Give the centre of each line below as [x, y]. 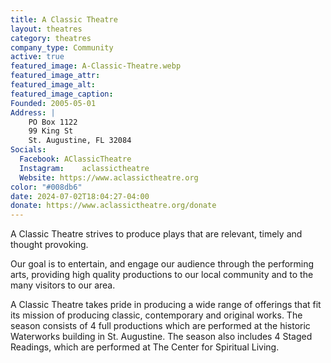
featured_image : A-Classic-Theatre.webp [96, 66]
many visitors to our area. [63, 285]
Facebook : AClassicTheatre [75, 159]
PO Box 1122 [53, 122]
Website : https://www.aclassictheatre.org [109, 177]
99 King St [51, 131]
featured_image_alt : [53, 85]
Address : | [33, 112]
